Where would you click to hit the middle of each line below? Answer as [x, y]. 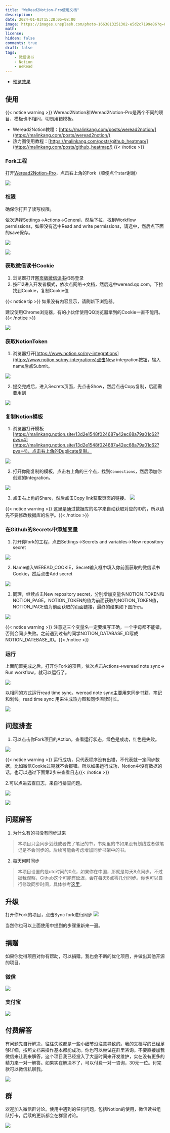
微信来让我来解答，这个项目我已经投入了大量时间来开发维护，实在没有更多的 [85, 1056]
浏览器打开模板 [28, 429]
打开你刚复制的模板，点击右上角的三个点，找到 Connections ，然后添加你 [87, 471]
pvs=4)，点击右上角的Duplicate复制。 [52, 451]
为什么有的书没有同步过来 [39, 833]
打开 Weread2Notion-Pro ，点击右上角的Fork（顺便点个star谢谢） [73, 173]
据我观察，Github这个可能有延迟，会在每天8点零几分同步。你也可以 [88, 878]
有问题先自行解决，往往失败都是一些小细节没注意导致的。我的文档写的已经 [83, 1044]
